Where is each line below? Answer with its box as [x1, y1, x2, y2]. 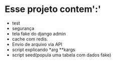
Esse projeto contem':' [5, 3, 101, 15]
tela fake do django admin [12, 30, 66, 36]
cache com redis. [12, 36, 48, 42]
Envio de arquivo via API [12, 41, 63, 47]
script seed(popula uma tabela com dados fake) [12, 51, 111, 58]
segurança [12, 25, 35, 31]
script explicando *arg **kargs [12, 46, 76, 52]
